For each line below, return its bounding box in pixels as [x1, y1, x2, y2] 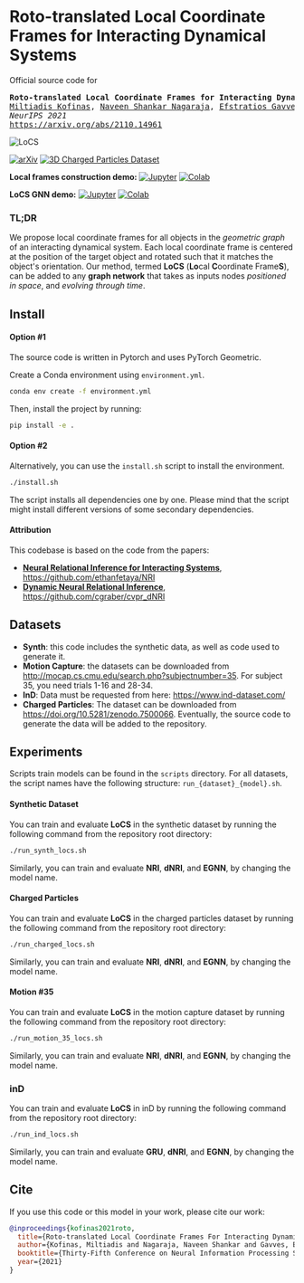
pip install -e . [9, 421, 75, 430]
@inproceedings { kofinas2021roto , [9, 1223, 136, 1232]
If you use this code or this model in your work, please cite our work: [9, 1206, 265, 1217]
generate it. [22, 651, 66, 661]
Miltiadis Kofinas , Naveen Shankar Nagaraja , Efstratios [9, 101, 268, 111]
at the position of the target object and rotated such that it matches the [9, 252, 274, 262]
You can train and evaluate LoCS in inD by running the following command [9, 1103, 287, 1114]
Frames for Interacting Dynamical [9, 25, 267, 46]
